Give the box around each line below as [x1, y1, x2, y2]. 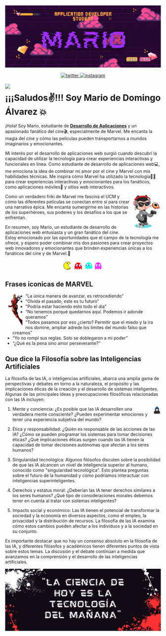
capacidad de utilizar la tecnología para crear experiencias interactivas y [5, 156, 153, 162]
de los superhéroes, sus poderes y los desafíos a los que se [5, 210, 127, 215]
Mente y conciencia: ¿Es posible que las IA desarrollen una [12, 406, 132, 412]
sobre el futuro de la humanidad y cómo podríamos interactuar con [12, 472, 149, 478]
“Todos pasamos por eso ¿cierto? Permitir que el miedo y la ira [25, 319, 153, 325]
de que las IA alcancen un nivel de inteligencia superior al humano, [12, 462, 149, 468]
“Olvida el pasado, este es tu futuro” [25, 298, 99, 304]
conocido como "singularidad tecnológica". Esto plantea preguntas [12, 467, 149, 473]
